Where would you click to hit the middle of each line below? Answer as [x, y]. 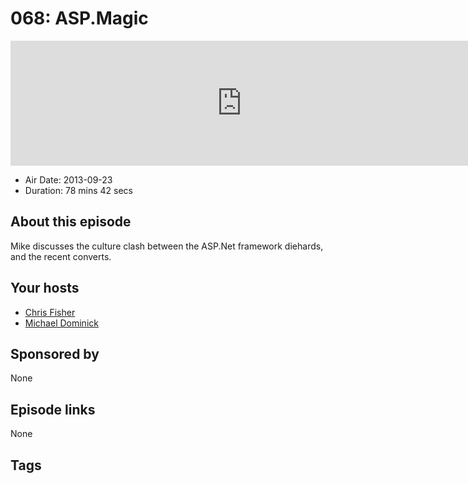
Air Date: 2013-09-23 [68, 179]
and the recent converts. [61, 256]
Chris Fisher [50, 312]
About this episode [71, 222]
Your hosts [45, 288]
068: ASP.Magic [79, 18]
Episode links [53, 409]
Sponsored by [55, 353]
